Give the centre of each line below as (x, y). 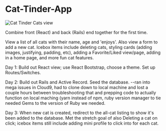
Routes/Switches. (23, 72)
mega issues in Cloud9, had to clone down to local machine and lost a (77, 87)
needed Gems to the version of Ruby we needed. (55, 103)
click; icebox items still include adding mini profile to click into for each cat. (82, 123)
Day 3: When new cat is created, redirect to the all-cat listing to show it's (80, 113)
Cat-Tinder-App (39, 9)
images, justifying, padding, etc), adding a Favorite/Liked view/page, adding (83, 52)
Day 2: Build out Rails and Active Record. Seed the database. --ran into (78, 82)
